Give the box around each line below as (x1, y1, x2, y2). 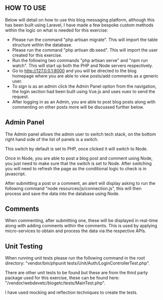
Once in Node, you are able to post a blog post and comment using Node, (5, 155, 153, 161)
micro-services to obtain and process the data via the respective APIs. (5, 228, 146, 234)
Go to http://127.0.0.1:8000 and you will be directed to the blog (12, 68, 137, 74)
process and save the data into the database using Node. (5, 190, 120, 197)
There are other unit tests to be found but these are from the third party (5, 270, 148, 276)
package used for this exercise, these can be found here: (5, 275, 120, 281)
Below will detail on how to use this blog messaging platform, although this (5, 17, 155, 22)
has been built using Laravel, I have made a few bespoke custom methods (5, 22, 154, 28)
